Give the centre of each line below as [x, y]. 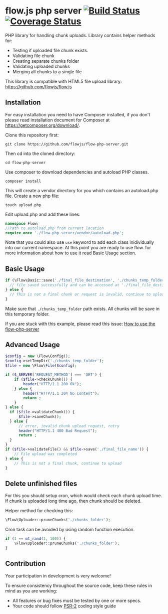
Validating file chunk [33, 56]
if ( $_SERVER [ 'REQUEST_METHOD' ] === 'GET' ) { [53, 375]
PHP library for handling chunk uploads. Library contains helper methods [80, 35]
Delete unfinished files [41, 483]
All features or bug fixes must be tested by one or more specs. [77, 600]
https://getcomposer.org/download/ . [42, 125]
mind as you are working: [31, 591]
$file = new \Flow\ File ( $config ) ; [41, 366]
